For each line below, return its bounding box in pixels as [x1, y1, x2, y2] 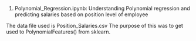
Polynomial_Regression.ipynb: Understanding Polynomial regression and [14, 5, 190, 12]
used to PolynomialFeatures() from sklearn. [6, 28, 110, 35]
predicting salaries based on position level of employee [14, 11, 148, 18]
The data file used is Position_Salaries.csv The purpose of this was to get [6, 23, 184, 29]
